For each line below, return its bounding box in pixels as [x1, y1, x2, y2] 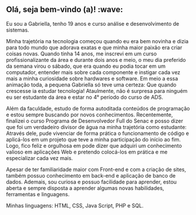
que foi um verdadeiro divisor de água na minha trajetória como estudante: [6, 123, 187, 130]
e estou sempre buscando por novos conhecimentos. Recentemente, [6, 111, 173, 118]
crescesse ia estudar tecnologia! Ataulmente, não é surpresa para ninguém [6, 87, 188, 94]
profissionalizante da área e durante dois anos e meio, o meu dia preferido [6, 56, 186, 63]
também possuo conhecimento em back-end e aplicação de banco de [6, 172, 176, 179]
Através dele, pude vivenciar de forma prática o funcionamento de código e [6, 130, 190, 137]
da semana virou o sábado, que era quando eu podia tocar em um [6, 63, 166, 70]
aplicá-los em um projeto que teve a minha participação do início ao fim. [6, 136, 181, 143]
